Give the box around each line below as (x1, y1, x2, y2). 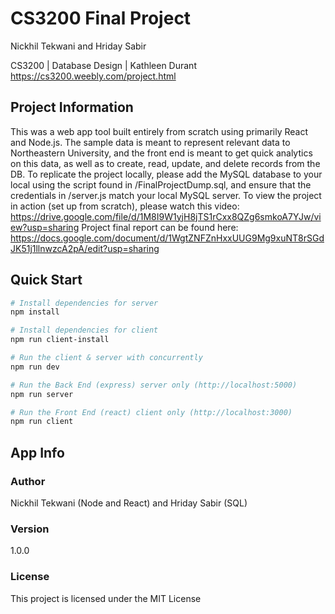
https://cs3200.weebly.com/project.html (10, 70, 177, 82)
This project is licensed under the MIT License (10, 592, 202, 604)
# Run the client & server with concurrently (10, 353, 203, 363)
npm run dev (10, 362, 60, 372)
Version (10, 522, 50, 536)
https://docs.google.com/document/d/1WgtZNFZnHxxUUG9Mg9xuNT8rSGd (10, 232, 325, 244)
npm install (10, 307, 60, 317)
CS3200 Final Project (10, 7, 192, 30)
